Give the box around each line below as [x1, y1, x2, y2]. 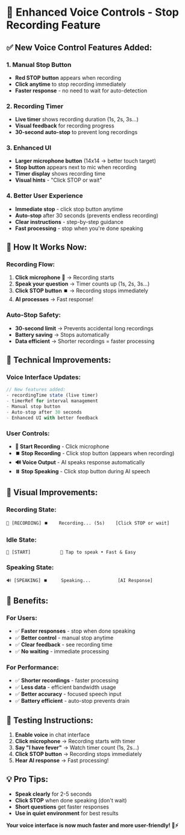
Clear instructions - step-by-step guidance [14, 218, 124, 225]
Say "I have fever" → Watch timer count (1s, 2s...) [14, 744, 140, 751]
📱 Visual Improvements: [6, 487, 98, 497]
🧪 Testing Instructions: [6, 715, 93, 725]
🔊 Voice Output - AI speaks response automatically [14, 458, 145, 465]
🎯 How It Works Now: [6, 242, 87, 252]
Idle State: [6, 536, 37, 544]
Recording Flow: [6, 260, 55, 269]
